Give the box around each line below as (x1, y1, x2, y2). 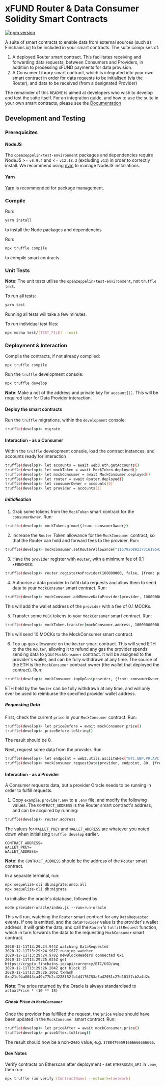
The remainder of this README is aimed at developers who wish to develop (5, 90, 153, 95)
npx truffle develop (5, 381, 48, 386)
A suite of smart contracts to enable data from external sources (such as (5, 39, 152, 45)
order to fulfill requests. (5, 787, 53, 793)
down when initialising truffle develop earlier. (5, 831, 100, 837)
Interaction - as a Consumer (5, 437, 64, 443)
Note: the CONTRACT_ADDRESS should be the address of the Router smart (5, 858, 147, 864)
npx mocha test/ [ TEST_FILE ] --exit (5, 330, 78, 335)
